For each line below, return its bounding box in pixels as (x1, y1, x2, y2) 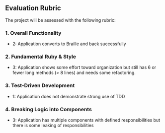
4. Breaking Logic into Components (5, 106, 92, 113)
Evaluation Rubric (5, 4, 61, 12)
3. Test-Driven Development (5, 82, 75, 89)
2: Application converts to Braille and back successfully (12, 41, 126, 47)
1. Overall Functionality (5, 29, 62, 36)
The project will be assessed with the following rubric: (5, 17, 116, 23)
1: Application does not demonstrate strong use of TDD (12, 93, 125, 99)
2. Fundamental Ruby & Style (5, 53, 76, 60)
